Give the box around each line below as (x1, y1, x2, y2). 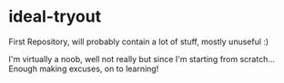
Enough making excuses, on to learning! (8, 63, 159, 74)
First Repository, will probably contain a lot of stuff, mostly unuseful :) (8, 36, 269, 47)
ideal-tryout (8, 6, 102, 27)
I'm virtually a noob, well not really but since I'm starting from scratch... (8, 53, 275, 64)
